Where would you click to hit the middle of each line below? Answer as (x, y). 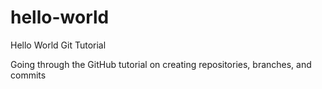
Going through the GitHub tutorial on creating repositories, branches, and (161, 64)
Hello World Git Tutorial (58, 45)
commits (28, 75)
